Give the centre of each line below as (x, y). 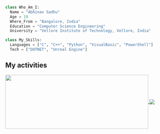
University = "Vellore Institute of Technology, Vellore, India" (81, 31)
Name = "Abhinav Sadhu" (35, 12)
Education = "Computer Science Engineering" (58, 26)
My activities (26, 65)
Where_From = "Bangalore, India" (45, 21)
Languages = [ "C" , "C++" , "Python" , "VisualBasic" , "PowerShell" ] (82, 45)
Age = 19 (19, 17)
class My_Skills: (24, 40)
